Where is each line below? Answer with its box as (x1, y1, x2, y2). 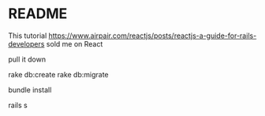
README (8, 5, 68, 23)
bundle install (8, 84, 52, 95)
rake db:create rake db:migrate (8, 69, 109, 79)
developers (8, 39, 45, 48)
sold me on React (46, 39, 103, 48)
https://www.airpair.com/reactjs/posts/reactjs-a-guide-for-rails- (48, 31, 257, 40)
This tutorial (8, 31, 47, 40)
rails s (8, 100, 28, 110)
